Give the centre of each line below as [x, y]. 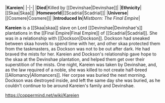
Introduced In [68, 18]
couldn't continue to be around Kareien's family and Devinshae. [70, 86]
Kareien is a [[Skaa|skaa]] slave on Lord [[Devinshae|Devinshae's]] [74, 28]
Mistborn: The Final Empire [111, 18]
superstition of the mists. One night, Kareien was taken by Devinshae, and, [81, 65]
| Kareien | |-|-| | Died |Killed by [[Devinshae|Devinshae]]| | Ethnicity [73, 8]
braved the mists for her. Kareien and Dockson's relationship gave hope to [81, 54]
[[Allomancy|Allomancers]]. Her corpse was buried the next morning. [76, 75]
